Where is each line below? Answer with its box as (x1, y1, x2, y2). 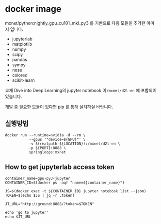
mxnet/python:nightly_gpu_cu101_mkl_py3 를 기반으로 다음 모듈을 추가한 (5, 20, 145, 26)
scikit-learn (12, 77, 35, 83)
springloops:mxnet (29, 149, 66, 154)
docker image (5, 3, 62, 15)
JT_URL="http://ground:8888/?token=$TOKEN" (5, 201, 95, 206)
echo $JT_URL (5, 214, 32, 219)
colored (12, 72, 28, 78)
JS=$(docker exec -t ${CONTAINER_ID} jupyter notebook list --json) (5, 188, 146, 193)
